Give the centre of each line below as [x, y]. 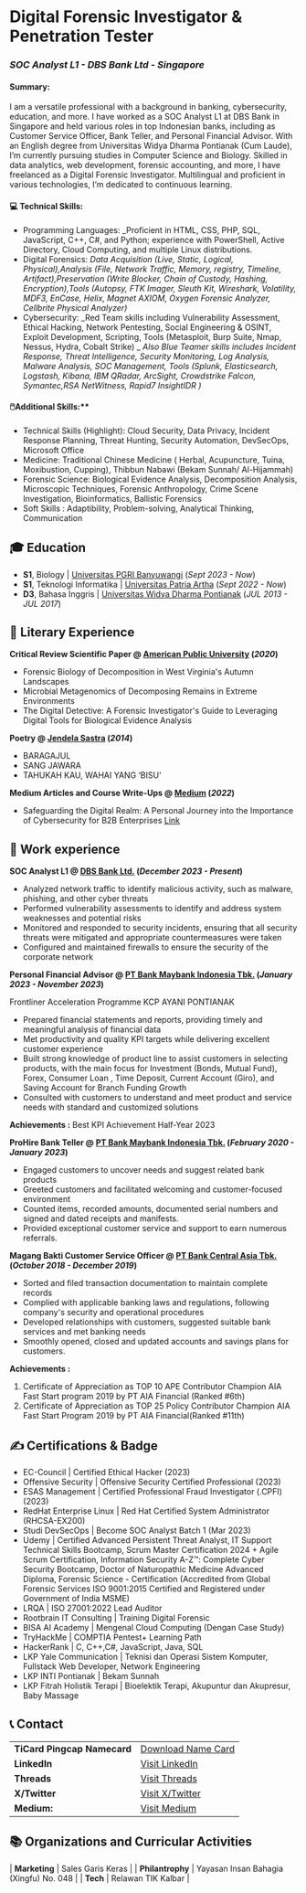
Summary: [30, 86]
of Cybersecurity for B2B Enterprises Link [101, 821]
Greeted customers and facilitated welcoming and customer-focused [153, 1189]
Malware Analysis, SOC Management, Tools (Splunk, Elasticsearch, [150, 366]
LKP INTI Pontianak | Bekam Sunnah [91, 1675]
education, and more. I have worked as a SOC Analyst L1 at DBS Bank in [145, 117]
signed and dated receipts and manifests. [101, 1218]
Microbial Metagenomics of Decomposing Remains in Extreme [140, 691]
